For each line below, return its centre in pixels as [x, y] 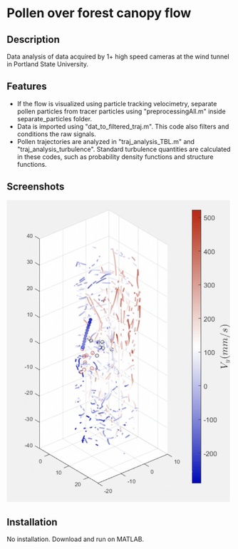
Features [27, 87]
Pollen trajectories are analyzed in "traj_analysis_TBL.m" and [106, 141]
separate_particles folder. [55, 118]
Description [33, 40]
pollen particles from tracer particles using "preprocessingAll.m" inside [121, 111]
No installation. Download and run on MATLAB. [75, 539]
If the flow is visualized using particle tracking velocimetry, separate [117, 103]
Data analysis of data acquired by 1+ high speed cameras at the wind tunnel [118, 56]
